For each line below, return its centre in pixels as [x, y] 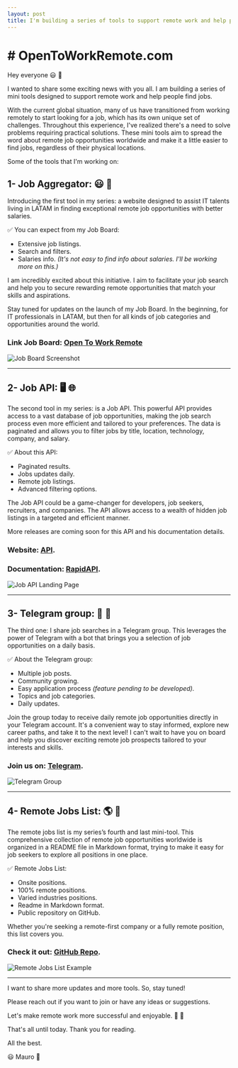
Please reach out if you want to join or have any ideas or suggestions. [109, 1001]
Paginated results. [44, 467]
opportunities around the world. [53, 324]
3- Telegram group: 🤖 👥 [59, 613]
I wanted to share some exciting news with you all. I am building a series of [117, 89]
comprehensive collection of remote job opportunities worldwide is [105, 839]
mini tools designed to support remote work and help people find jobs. [110, 96]
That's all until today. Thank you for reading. [72, 1029]
